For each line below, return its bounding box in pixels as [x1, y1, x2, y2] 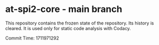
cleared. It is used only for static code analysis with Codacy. [5, 25, 131, 31]
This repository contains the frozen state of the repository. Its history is [5, 20, 154, 26]
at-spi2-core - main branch [5, 3, 122, 15]
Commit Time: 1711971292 [5, 35, 59, 41]
